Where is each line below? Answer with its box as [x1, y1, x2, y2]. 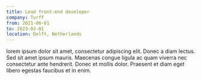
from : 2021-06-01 [6, 20, 50, 26]
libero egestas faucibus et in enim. [6, 67, 92, 74]
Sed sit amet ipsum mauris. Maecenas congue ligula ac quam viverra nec [6, 54, 187, 61]
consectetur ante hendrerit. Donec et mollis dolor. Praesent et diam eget [6, 61, 185, 68]
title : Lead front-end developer [6, 8, 90, 15]
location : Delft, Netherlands [6, 31, 82, 37]
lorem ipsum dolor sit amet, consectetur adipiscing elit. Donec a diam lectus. [6, 48, 196, 55]
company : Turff [6, 14, 44, 20]
